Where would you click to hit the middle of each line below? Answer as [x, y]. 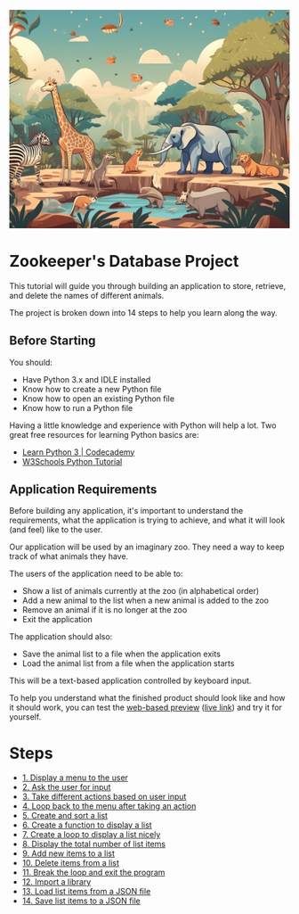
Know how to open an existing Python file [98, 399]
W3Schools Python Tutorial [72, 461]
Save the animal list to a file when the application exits [121, 654]
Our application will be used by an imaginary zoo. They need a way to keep [147, 547]
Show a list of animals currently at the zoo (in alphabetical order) [141, 591]
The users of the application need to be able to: [97, 574]
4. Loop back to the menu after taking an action [109, 806]
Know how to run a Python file [77, 408]
